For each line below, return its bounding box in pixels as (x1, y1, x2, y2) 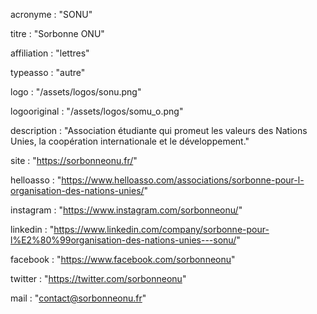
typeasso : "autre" (10, 67, 86, 78)
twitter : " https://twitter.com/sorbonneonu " (10, 273, 187, 284)
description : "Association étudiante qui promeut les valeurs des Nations (10, 125, 308, 136)
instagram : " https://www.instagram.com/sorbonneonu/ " (10, 204, 243, 216)
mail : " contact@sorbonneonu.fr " (10, 292, 147, 304)
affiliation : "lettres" (10, 47, 90, 59)
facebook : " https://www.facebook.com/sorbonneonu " (10, 254, 236, 265)
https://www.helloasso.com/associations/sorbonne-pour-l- (61, 174, 305, 186)
